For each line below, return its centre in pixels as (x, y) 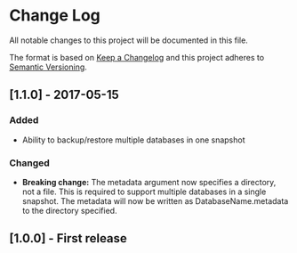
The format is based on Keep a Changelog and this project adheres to (137, 57)
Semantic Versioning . (48, 67)
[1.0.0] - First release (68, 238)
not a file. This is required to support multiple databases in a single (144, 192)
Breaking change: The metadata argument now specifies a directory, (149, 182)
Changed (30, 163)
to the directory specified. (69, 210)
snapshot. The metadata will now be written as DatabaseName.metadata (155, 200)
